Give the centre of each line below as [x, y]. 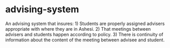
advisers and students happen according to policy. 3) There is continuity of [84, 34]
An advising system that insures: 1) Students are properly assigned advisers [85, 23]
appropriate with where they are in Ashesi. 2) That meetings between [78, 29]
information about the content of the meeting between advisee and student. [85, 40]
